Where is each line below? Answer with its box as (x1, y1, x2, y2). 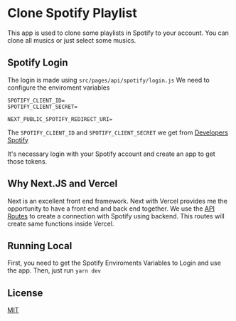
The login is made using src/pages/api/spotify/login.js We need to (7, 75, 210, 84)
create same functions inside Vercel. (7, 219, 114, 228)
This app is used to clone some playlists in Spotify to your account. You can (7, 28, 230, 37)
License (7, 287, 43, 299)
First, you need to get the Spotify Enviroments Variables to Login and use (7, 258, 222, 268)
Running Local (7, 240, 73, 252)
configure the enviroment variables (7, 83, 110, 92)
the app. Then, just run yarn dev (7, 266, 102, 275)
